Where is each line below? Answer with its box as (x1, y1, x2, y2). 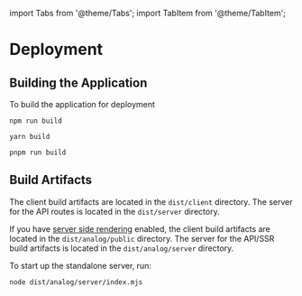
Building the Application (9, 75, 148, 90)
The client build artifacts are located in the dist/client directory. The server (9, 196, 293, 207)
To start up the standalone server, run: (9, 260, 151, 271)
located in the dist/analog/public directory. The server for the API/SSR (9, 233, 275, 244)
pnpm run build (9, 148, 67, 157)
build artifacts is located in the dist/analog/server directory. (9, 243, 234, 254)
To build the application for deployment (9, 99, 156, 109)
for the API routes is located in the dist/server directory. (9, 206, 220, 217)
